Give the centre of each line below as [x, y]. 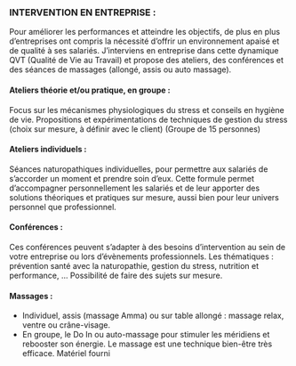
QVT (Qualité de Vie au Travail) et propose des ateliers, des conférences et [147, 61]
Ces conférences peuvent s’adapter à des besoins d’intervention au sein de [148, 247]
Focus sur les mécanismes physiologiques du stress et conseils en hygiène [147, 110]
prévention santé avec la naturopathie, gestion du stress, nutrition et [134, 265]
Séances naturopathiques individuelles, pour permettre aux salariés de [139, 169]
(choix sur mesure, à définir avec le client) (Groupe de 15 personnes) [135, 129]
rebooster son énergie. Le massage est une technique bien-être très [147, 344]
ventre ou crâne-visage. [66, 325]
